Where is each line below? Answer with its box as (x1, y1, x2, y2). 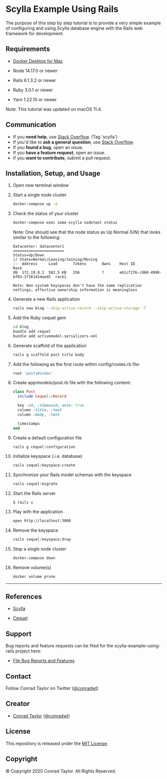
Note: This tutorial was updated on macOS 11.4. (5, 106, 102, 112)
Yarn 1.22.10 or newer (12, 96, 57, 102)
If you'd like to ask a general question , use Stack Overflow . (12, 139, 134, 145)
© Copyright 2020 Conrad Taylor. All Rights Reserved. (5, 768, 116, 774)
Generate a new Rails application (12, 296, 80, 302)
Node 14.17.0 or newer (12, 68, 58, 73)
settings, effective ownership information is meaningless (12, 287, 138, 292)
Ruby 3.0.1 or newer (12, 87, 54, 93)
